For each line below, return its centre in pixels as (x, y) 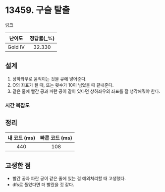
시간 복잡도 (18, 105)
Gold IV (16, 47)
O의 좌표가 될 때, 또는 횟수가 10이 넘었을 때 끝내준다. (63, 85)
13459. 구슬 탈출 (38, 10)
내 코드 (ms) (22, 138)
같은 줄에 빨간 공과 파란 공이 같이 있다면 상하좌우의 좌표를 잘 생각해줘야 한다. (86, 91)
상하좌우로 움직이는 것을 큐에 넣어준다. (49, 79)
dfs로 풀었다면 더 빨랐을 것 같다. (43, 185)
